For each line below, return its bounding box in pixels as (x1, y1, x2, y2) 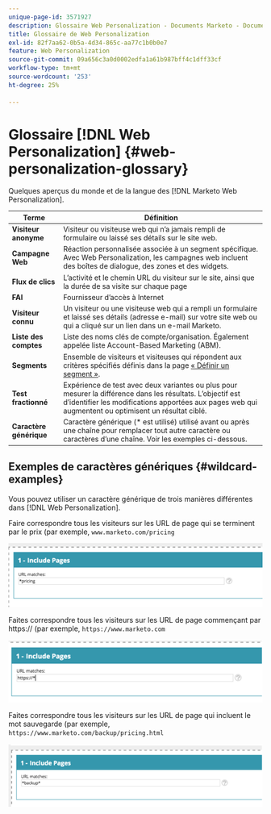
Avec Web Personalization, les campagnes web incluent (63, 253, 248, 262)
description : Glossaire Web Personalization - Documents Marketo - (8, 21, 240, 30)
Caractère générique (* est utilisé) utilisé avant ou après (63, 417, 250, 427)
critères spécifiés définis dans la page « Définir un (63, 360, 230, 370)
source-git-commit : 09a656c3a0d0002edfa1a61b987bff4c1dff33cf (8, 56, 222, 64)
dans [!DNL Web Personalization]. (8, 503, 121, 512)
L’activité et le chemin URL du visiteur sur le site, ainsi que (63, 273, 255, 282)
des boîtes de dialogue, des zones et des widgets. (63, 261, 229, 271)
